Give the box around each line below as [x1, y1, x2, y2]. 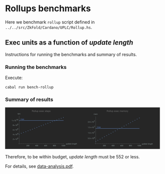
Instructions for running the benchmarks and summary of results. [5, 51, 137, 57]
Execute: [5, 75, 23, 81]
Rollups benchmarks [5, 3, 91, 14]
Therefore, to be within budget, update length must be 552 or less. [5, 154, 140, 160]
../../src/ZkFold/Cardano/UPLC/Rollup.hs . [5, 24, 92, 30]
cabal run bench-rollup [5, 85, 54, 90]
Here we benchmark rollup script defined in [5, 19, 95, 25]
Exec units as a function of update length [5, 39, 134, 47]
